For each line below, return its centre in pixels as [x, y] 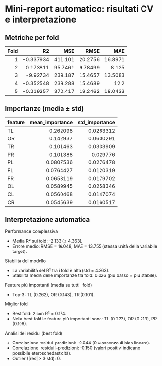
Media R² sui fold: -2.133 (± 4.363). [47, 241]
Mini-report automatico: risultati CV [79, 9]
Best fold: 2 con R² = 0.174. [39, 313]
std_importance [96, 122]
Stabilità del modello [26, 261]
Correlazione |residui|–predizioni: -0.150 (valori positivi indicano [76, 348]
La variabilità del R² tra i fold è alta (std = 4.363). [61, 270]
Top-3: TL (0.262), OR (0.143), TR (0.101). [53, 294]
